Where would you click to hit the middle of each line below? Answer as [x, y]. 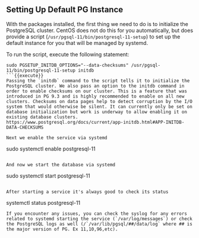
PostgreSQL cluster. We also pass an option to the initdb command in [95, 86]
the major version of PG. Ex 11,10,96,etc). [62, 229]
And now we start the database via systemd [61, 165]
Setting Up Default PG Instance [65, 10]
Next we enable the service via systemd [57, 138]
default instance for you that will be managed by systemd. [77, 43]
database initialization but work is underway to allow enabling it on [97, 112]
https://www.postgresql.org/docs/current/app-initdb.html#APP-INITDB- [95, 122]
